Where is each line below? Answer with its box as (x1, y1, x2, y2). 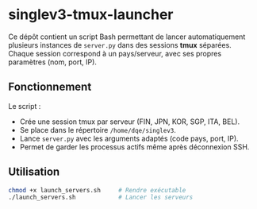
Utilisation (8, 165, 60, 179)
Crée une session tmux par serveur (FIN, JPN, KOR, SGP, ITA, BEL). (19, 117, 240, 126)
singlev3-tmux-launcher (8, 6, 174, 24)
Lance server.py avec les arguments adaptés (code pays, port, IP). (19, 134, 240, 143)
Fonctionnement (8, 80, 92, 94)
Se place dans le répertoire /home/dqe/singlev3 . (19, 125, 177, 134)
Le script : (8, 101, 41, 110)
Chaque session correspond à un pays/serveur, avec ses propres (8, 48, 222, 58)
